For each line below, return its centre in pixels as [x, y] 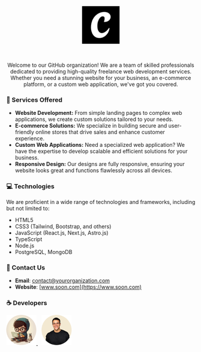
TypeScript [28, 239]
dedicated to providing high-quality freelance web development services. [101, 71]
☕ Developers [27, 303]
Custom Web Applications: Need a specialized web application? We [100, 145]
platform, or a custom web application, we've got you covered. [101, 84]
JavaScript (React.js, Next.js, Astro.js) [62, 233]
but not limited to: [28, 208]
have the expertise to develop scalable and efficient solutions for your [101, 151]
